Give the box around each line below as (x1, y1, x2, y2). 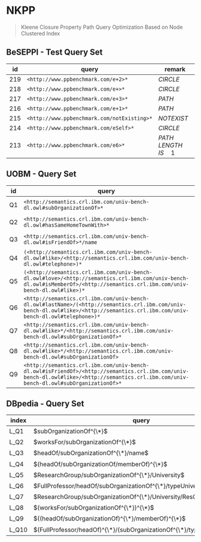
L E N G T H (158, 141, 183, 149)
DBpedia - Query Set (6, 398, 85, 408)
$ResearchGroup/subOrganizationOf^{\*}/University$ (33, 471, 185, 479)
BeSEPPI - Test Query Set (6, 47, 103, 58)
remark (164, 65, 186, 73)
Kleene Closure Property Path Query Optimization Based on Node (20, 23, 183, 31)
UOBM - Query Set (6, 169, 77, 179)
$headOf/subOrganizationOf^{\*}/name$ (33, 449, 149, 457)
